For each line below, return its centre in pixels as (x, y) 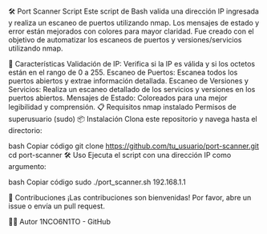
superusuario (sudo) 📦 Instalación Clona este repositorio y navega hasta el (133, 119)
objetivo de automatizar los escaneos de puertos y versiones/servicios (125, 40)
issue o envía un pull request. (57, 206)
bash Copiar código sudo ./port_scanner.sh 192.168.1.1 (97, 182)
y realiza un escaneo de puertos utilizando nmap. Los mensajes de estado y (134, 23)
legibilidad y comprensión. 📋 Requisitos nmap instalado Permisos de (122, 107)
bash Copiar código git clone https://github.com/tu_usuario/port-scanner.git (133, 146)
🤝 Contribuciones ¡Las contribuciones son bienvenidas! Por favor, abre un (130, 198)
